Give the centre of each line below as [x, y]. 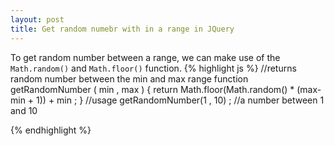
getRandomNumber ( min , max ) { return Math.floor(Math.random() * [152, 89]
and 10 [24, 110]
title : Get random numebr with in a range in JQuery [122, 29]
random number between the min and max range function [129, 78]
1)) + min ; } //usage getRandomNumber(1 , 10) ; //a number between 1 [180, 100]
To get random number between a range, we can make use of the [145, 57]
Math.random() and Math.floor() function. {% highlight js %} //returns [153, 68]
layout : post [37, 19]
